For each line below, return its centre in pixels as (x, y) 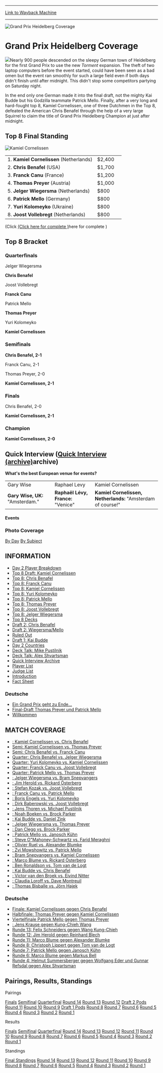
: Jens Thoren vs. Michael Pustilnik (47, 809)
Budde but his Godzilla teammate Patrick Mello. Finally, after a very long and (81, 100)
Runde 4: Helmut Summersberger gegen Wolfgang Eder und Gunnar (80, 960)
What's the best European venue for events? (51, 473)
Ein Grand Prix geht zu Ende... (42, 704)
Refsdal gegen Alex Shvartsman (44, 966)
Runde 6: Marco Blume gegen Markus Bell (54, 956)
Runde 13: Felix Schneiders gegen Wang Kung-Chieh (65, 930)
